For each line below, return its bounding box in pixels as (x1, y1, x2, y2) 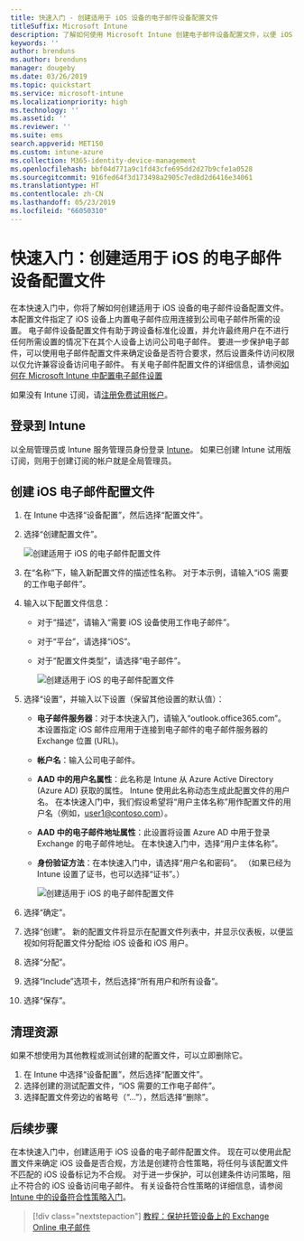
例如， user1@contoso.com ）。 (60, 807, 172, 818)
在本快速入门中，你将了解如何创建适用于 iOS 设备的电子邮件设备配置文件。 (10, 302, 289, 313)
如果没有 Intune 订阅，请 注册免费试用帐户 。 (10, 389, 173, 400)
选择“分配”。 (23, 956, 71, 967)
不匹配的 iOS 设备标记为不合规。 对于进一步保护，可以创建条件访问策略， (10, 1169, 283, 1180)
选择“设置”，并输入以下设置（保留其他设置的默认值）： (23, 694, 225, 704)
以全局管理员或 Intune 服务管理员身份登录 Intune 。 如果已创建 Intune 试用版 (10, 443, 291, 454)
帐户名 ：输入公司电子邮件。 (36, 755, 141, 766)
